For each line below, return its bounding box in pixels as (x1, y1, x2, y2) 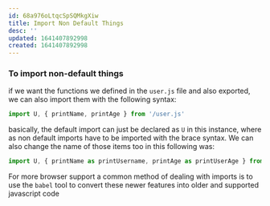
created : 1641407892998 (8, 42, 88, 50)
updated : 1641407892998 (8, 34, 88, 42)
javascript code (8, 189, 60, 199)
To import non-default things (8, 68, 124, 79)
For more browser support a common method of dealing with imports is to (8, 172, 253, 181)
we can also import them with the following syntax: (8, 95, 177, 104)
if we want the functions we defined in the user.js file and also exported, (8, 86, 251, 96)
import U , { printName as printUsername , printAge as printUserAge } (8, 157, 247, 165)
